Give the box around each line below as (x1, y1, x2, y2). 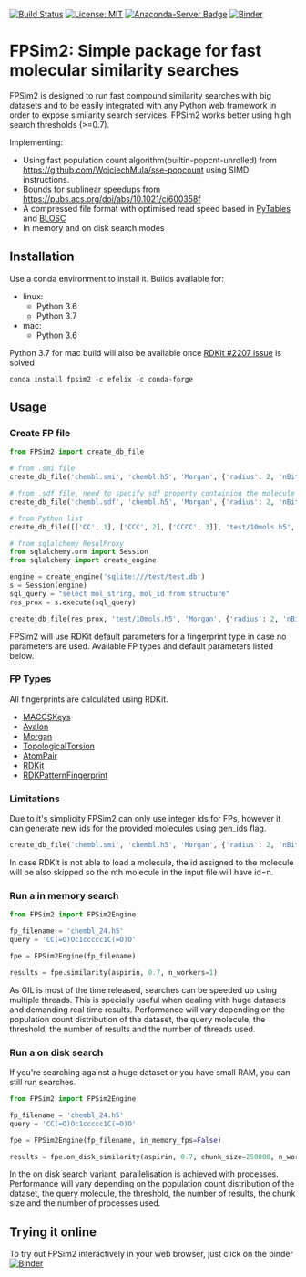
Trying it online (9, 1224, 97, 1240)
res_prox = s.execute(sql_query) (9, 598, 137, 607)
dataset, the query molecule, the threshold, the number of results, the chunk (9, 1188, 296, 1199)
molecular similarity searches (9, 60, 240, 81)
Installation (9, 249, 75, 265)
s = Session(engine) (9, 581, 88, 591)
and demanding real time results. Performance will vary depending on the (9, 1004, 285, 1015)
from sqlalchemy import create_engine (9, 556, 157, 565)
